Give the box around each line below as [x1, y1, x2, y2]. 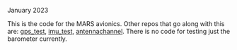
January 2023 [7, 6, 49, 14]
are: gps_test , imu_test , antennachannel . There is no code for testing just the [7, 27, 231, 35]
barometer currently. [7, 35, 67, 43]
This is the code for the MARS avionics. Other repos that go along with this [7, 20, 225, 27]
